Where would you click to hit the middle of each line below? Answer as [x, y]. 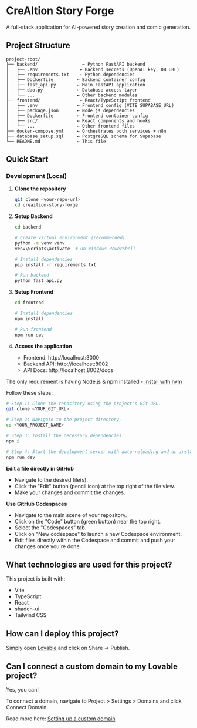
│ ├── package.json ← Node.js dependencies [70, 110]
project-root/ [23, 59]
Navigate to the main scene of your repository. [71, 515]
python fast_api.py [38, 281]
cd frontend [29, 303]
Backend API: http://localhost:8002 [66, 364]
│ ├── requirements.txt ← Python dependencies [70, 75]
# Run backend [32, 275]
